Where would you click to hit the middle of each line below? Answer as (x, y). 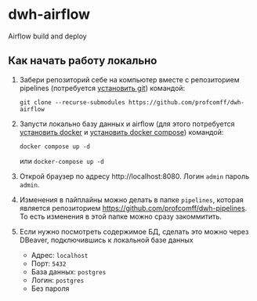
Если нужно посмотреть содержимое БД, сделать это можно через (134, 231)
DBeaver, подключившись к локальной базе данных (106, 240)
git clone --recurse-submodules (72, 102)
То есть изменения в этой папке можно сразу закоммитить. (120, 216)
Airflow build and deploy (48, 36)
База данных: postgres (69, 271)
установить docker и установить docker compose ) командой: (121, 132)
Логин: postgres (58, 280)
